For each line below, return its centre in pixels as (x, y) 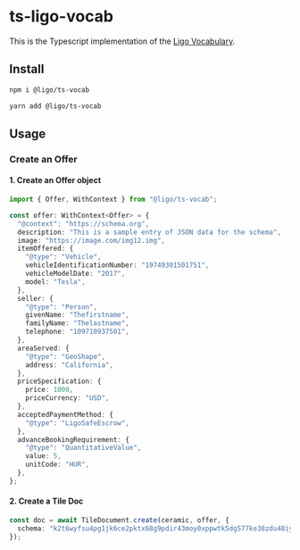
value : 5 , (44, 456)
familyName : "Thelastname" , (77, 323)
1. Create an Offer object (55, 180)
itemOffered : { (46, 249)
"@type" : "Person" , (62, 307)
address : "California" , (70, 365)
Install (27, 69)
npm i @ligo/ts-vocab (50, 90)
